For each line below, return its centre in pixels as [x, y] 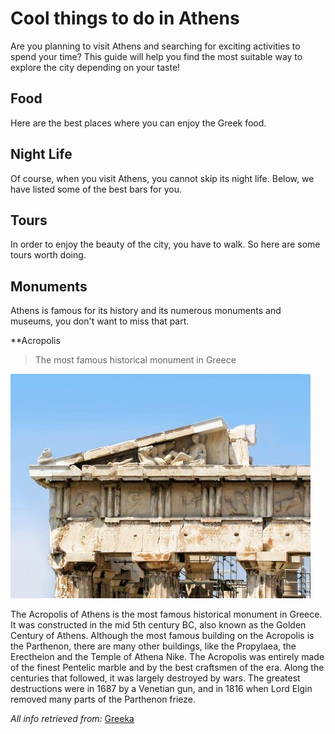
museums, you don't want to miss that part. [100, 321]
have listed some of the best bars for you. [96, 189]
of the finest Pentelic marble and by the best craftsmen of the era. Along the [167, 668]
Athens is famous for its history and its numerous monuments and [146, 311]
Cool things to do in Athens [125, 18]
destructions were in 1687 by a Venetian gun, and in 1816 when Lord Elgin [161, 689]
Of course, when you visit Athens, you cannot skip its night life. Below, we [162, 178]
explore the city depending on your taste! [95, 67]
